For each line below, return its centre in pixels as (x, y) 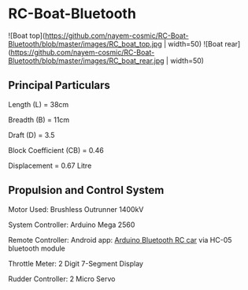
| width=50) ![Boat (193, 43)
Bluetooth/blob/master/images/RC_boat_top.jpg (85, 43)
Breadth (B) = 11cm (39, 120)
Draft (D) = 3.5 (31, 135)
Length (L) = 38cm (39, 104)
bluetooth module (37, 248)
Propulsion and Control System (86, 190)
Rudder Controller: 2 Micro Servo (62, 279)
